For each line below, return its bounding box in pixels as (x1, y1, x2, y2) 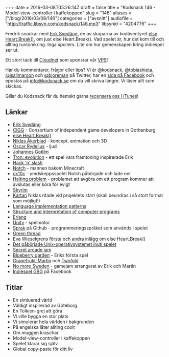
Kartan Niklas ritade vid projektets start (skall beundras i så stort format (12, 192, 163, 198)
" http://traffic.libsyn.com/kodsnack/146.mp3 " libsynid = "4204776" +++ (5, 20, 157, 27)
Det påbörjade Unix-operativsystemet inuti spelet (12, 241, 116, 247)
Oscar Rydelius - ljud (12, 143, 57, 149)
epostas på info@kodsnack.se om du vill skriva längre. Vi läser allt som (5, 78, 155, 83)
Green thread (12, 230, 41, 236)
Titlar (5, 283, 23, 292)
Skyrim (12, 186, 28, 193)
